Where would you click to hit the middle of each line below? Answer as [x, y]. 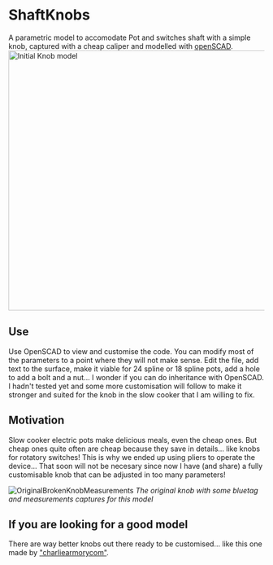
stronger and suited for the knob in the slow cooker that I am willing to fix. [132, 394]
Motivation [37, 420]
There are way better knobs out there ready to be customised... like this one [135, 544]
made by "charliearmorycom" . [59, 553]
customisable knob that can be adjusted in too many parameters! [117, 475]
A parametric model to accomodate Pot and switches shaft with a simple [130, 37]
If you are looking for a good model [98, 524]
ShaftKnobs [50, 15]
